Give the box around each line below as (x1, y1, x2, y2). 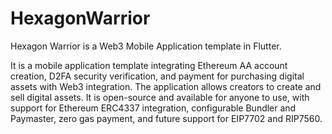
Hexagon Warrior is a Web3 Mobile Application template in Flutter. (10, 40, 282, 52)
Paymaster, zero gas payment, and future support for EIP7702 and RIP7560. (10, 112, 323, 124)
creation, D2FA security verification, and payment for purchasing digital (10, 70, 305, 82)
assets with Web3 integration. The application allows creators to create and (10, 80, 322, 92)
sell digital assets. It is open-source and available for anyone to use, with (10, 91, 310, 103)
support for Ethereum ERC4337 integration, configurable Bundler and (10, 102, 297, 114)
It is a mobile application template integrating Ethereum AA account (10, 59, 288, 71)
